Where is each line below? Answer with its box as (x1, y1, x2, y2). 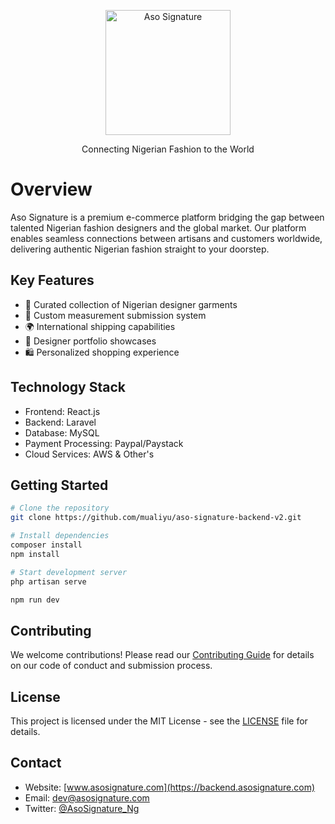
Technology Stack (10, 379, 126, 396)
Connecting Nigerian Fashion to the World (81, 143, 255, 155)
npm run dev (10, 595, 60, 605)
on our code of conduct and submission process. (10, 660, 213, 672)
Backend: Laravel (24, 416, 97, 428)
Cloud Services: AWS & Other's (24, 448, 155, 460)
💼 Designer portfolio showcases (24, 335, 157, 347)
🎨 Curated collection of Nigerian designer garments (24, 298, 238, 310)
